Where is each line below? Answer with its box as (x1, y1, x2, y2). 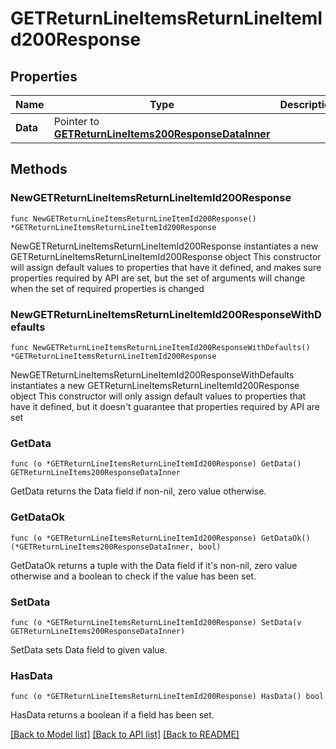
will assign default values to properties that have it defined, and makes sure (10, 261, 322, 273)
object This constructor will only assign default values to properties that (10, 390, 307, 402)
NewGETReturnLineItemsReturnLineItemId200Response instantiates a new (10, 240, 319, 252)
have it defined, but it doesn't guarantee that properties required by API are (10, 400, 320, 412)
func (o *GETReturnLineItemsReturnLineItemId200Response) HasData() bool (10, 692, 325, 702)
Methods (10, 161, 68, 178)
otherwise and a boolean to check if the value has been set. (10, 570, 257, 582)
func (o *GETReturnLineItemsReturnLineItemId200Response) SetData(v (10, 617, 302, 627)
